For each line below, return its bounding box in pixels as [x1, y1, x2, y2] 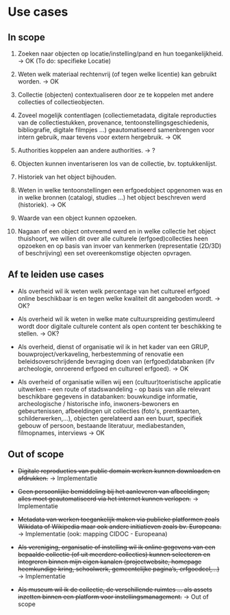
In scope [8, 32, 45, 43]
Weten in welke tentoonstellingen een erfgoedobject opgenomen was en [17, 186, 223, 194]
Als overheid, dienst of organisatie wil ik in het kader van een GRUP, [17, 342, 209, 351]
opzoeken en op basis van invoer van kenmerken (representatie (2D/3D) [17, 242, 222, 250]
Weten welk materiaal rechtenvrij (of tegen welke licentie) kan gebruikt [17, 70, 217, 78]
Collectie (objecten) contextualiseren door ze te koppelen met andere [17, 90, 214, 99]
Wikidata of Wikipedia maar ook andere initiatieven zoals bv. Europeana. [17, 522, 222, 531]
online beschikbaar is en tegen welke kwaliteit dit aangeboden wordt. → [17, 294, 221, 302]
